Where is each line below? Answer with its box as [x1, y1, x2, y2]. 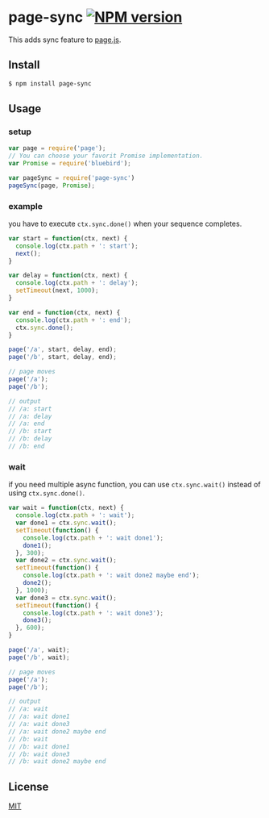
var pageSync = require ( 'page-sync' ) [8, 173, 135, 182]
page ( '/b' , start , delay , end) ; [8, 353, 117, 361]
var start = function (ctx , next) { [8, 234, 128, 242]
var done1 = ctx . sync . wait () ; [15, 519, 117, 528]
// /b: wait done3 [8, 750, 70, 758]
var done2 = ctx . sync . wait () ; [15, 557, 117, 565]
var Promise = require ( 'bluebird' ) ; [8, 160, 131, 168]
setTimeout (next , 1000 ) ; [15, 286, 99, 294]
